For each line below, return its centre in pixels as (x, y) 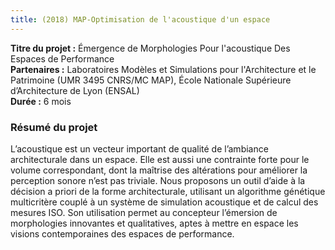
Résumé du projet (54, 127)
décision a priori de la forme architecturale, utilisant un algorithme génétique (168, 191)
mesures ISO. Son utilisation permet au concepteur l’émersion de (144, 212)
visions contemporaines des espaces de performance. (122, 233)
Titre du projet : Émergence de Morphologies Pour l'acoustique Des (150, 48)
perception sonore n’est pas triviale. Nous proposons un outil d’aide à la (158, 180)
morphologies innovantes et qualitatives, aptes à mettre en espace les (154, 223)
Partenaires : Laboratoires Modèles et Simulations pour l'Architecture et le (163, 69)
